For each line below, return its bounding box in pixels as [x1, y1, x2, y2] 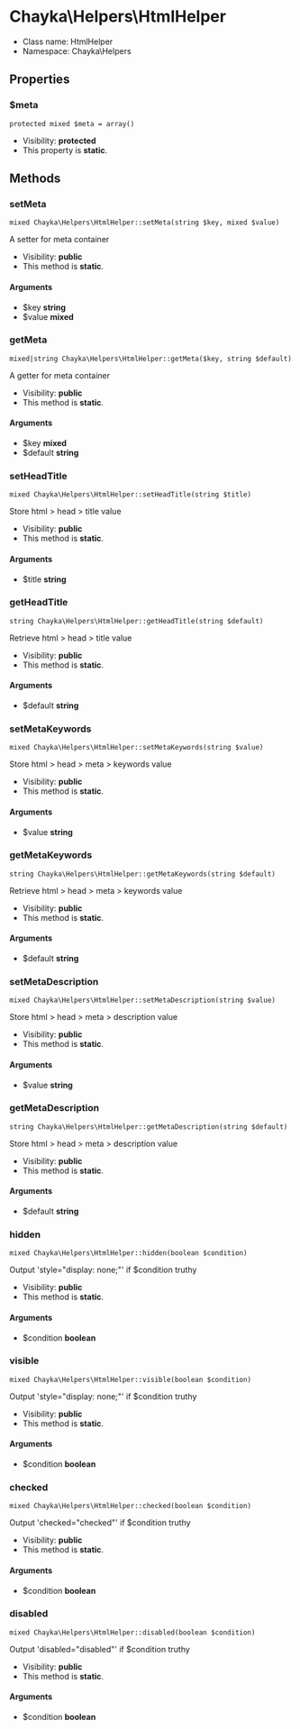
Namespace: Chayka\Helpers [22, 45, 132, 56]
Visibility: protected [22, 135, 96, 146]
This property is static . [22, 144, 108, 155]
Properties [9, 72, 70, 87]
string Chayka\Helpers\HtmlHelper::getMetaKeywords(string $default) [9, 869, 277, 878]
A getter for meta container [9, 369, 111, 380]
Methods [9, 171, 61, 187]
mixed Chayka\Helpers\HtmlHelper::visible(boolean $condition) [9, 1375, 252, 1384]
